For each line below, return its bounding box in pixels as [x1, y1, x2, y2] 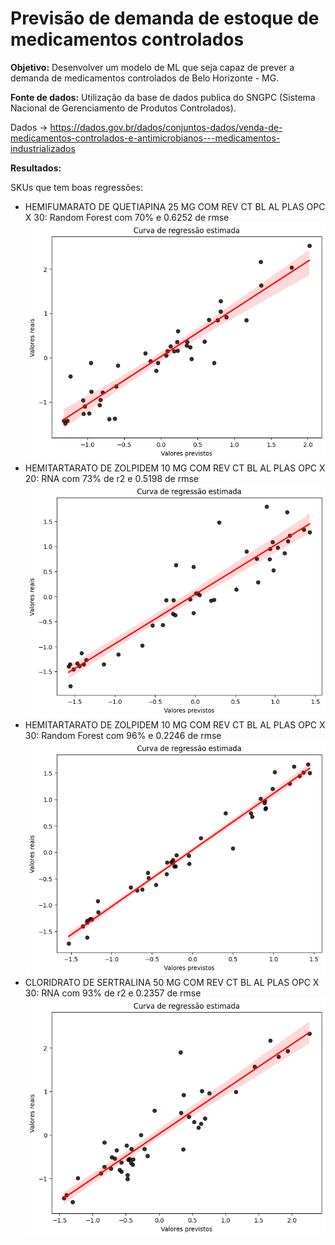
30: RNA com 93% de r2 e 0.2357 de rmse [24, 987, 202, 999]
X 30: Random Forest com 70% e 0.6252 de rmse [24, 211, 230, 223]
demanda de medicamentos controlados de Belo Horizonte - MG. [10, 72, 280, 84]
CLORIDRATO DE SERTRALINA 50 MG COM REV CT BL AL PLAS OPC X [24, 976, 320, 988]
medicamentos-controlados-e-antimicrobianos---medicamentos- [10, 132, 281, 144]
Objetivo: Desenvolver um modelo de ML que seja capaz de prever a [10, 61, 295, 73]
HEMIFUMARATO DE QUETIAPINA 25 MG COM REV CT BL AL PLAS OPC [24, 200, 326, 212]
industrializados [10, 142, 76, 154]
